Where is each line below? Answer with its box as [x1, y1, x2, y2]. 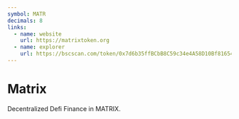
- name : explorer [14, 43, 65, 51]
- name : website [14, 30, 62, 38]
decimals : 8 [7, 17, 43, 24]
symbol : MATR [7, 10, 46, 18]
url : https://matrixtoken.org [20, 37, 110, 44]
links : [7, 24, 27, 31]
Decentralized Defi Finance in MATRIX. [7, 104, 121, 113]
